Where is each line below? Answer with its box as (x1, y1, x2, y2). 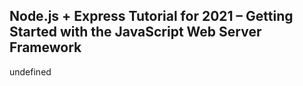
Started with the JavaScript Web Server (9, 24, 262, 41)
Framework (9, 39, 82, 56)
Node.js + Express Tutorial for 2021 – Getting (9, 8, 294, 25)
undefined (9, 65, 52, 78)
